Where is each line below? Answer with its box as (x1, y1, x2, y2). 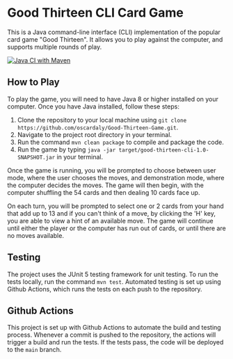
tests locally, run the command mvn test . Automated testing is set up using (7, 277, 221, 286)
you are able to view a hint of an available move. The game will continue (7, 216, 214, 225)
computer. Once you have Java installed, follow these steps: (7, 102, 179, 111)
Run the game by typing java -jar (17, 145, 116, 154)
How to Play (7, 77, 61, 88)
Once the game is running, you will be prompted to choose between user (7, 166, 216, 175)
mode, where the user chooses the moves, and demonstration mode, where (7, 173, 225, 182)
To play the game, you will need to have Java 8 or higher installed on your (7, 95, 219, 103)
